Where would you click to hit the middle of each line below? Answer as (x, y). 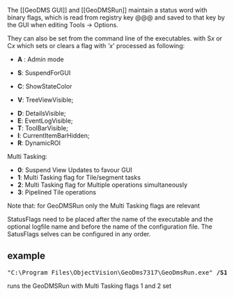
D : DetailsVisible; (41, 113)
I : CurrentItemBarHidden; (53, 136)
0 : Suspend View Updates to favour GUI (75, 170)
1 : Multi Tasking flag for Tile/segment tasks (79, 177)
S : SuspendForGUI (44, 73)
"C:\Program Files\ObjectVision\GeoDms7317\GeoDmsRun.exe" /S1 (117, 272)
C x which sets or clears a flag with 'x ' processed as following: (96, 46)
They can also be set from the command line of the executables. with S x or (115, 38)
